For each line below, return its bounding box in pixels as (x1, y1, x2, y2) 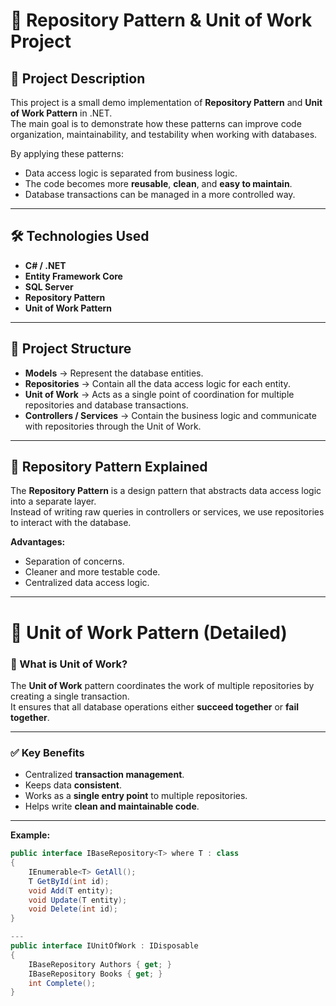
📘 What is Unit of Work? (10, 657, 128, 671)
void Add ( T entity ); (28, 885, 114, 896)
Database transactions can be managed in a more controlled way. (24, 189, 296, 200)
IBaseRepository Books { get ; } (28, 969, 163, 979)
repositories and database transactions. (24, 399, 189, 411)
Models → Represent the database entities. (24, 367, 204, 379)
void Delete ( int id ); (28, 904, 118, 914)
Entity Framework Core (24, 270, 123, 282)
